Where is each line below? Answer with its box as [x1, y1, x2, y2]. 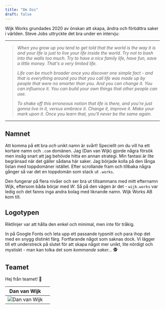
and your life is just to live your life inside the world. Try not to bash [17, 50, 154, 56]
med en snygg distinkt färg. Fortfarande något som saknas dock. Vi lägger [5, 236, 155, 242]
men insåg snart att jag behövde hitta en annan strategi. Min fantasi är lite [5, 153, 154, 159]
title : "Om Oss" [5, 7, 38, 12]
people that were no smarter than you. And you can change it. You [17, 80, 153, 86]
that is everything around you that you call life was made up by [17, 75, 146, 81]
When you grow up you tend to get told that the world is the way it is [17, 45, 156, 51]
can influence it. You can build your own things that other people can [17, 86, 158, 92]
